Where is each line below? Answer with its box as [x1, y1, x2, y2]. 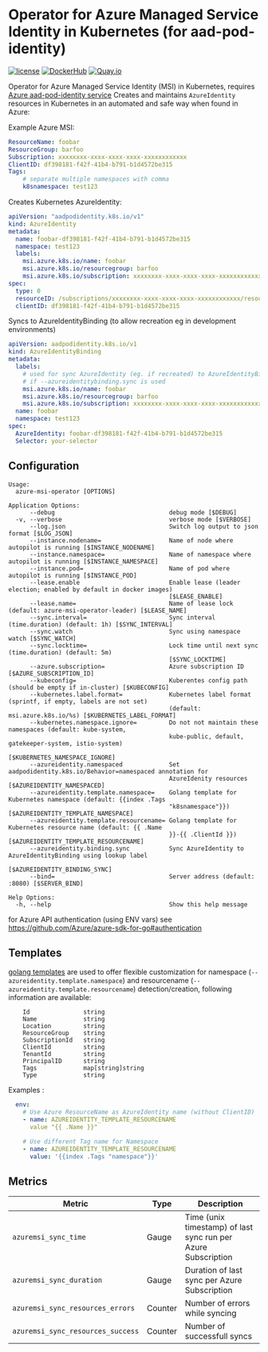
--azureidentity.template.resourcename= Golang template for [29, 816, 238, 825]
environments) [8, 325, 56, 334]
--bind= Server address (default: [29, 872, 255, 881]
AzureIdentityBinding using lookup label [8, 851, 148, 859]
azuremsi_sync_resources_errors [12, 1304, 136, 1313]
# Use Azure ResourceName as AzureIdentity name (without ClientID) [22, 1108, 255, 1117]
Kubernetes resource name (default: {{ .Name [8, 823, 162, 831]
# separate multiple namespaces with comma [22, 175, 170, 183]
